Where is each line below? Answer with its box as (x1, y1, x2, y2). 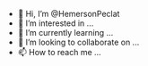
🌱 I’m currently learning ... (17, 28, 114, 37)
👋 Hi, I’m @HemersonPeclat (17, 9, 120, 19)
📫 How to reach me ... (17, 47, 101, 57)
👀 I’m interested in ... (17, 18, 94, 29)
